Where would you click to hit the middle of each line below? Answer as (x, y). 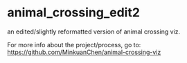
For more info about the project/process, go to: (74, 45)
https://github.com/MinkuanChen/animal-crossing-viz (84, 52)
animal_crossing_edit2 (74, 13)
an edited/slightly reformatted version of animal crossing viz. (94, 32)
